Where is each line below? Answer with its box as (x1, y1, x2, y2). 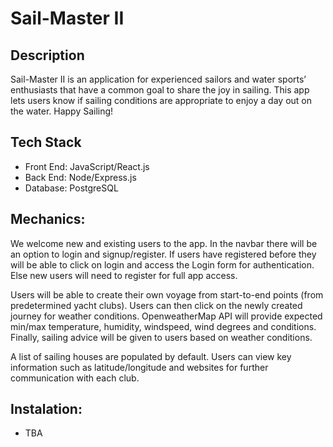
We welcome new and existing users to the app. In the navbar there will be (10, 237, 318, 249)
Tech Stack (10, 134, 82, 151)
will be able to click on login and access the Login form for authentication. (10, 258, 315, 271)
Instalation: (10, 401, 83, 418)
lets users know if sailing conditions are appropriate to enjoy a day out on (10, 95, 312, 106)
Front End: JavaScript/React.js (24, 160, 150, 172)
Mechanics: (10, 211, 86, 228)
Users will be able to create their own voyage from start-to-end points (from (10, 288, 324, 301)
